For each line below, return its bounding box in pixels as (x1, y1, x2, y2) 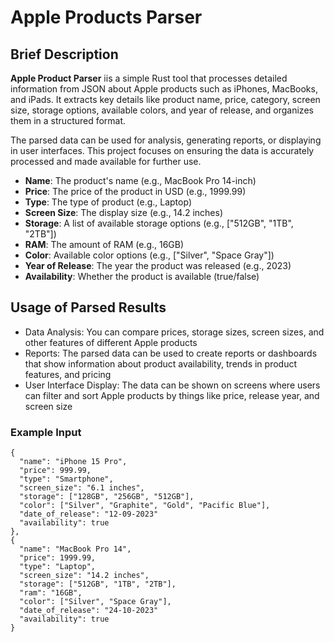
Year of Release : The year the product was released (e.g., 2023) (24, 260, 292, 271)
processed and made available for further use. (10, 156, 202, 167)
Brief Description (10, 46, 119, 63)
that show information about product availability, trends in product (24, 357, 298, 370)
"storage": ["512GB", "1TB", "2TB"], (19, 579, 177, 590)
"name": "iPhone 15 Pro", (19, 457, 128, 467)
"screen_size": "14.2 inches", (19, 571, 150, 581)
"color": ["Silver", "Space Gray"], (19, 597, 172, 607)
